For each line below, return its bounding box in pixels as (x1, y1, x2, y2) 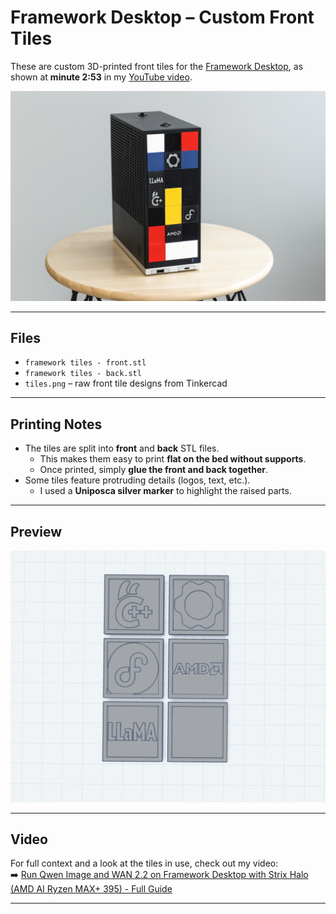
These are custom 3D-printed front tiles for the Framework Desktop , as (10, 60, 304, 72)
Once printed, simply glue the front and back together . (39, 464, 269, 476)
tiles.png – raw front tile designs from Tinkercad (24, 377, 228, 390)
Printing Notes (10, 416, 103, 433)
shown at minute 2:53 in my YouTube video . (10, 71, 193, 83)
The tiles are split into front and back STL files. (24, 442, 220, 455)
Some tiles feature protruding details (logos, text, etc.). (24, 474, 251, 486)
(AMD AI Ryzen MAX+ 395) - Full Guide (10, 883, 173, 895)
